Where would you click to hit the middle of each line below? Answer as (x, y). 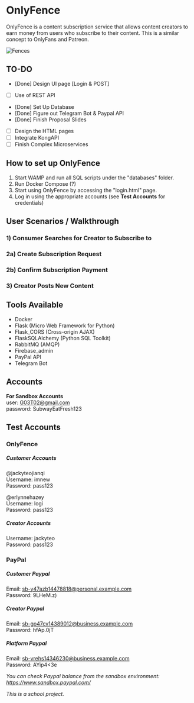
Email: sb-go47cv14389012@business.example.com (70, 623)
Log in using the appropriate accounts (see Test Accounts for (90, 196)
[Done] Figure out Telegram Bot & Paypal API (69, 113)
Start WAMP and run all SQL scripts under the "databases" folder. (94, 178)
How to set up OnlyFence (53, 163)
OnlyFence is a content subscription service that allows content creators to (97, 27)
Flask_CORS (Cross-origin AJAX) (55, 331)
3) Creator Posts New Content (50, 286)
